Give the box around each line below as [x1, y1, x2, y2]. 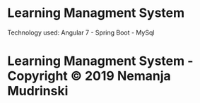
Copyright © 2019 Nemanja [7, 68, 171, 84]
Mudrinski [7, 83, 69, 99]
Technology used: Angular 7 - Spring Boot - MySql [7, 28, 155, 37]
